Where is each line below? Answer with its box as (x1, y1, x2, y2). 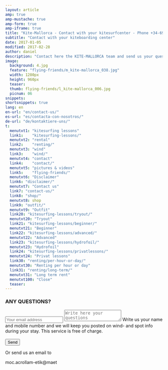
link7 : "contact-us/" (9, 188, 55, 193)
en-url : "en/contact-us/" (5, 109, 59, 115)
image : (5, 58, 19, 63)
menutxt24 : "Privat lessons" (9, 253, 70, 259)
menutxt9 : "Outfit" (9, 207, 50, 212)
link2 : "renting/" (9, 142, 55, 147)
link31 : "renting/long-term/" (9, 267, 72, 272)
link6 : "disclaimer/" (9, 179, 55, 184)
